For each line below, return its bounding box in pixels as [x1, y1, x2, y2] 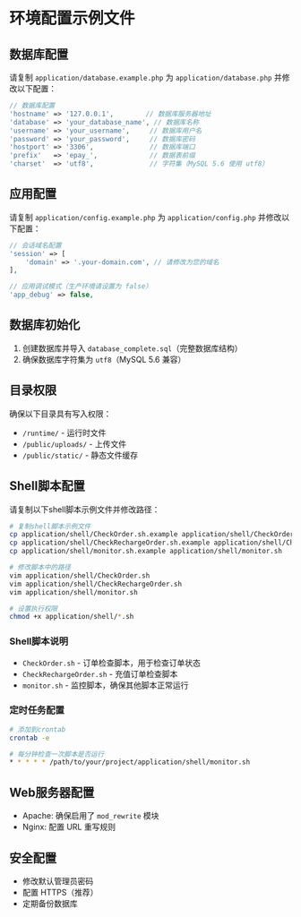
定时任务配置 [9, 704, 65, 716]
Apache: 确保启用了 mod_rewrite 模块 [21, 810, 159, 821]
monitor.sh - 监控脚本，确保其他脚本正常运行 [21, 680, 189, 690]
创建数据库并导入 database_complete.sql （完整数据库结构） [21, 342, 244, 354]
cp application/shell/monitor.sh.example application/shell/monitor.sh [9, 547, 282, 556]
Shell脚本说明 [9, 635, 69, 647]
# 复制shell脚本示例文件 [9, 521, 91, 531]
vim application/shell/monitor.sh [9, 587, 139, 596]
